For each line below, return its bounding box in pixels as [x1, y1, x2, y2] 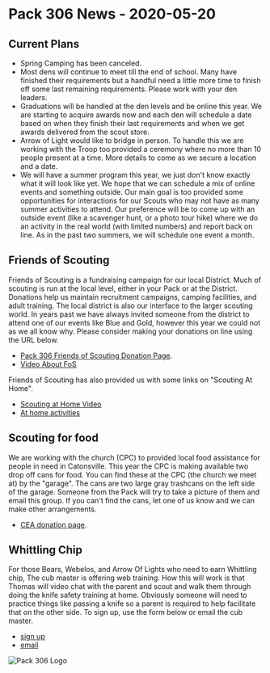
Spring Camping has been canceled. [19, 58, 142, 68]
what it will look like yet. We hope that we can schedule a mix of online [19, 179, 255, 188]
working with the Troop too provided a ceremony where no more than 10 [19, 145, 261, 154]
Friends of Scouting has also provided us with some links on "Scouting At [8, 375, 253, 385]
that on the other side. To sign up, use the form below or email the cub [8, 608, 243, 617]
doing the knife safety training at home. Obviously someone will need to [8, 591, 248, 600]
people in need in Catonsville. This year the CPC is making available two [8, 461, 249, 471]
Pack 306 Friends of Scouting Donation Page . [19, 351, 173, 360]
